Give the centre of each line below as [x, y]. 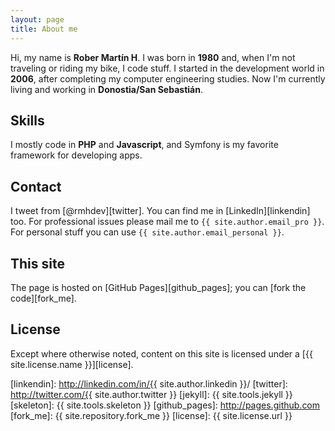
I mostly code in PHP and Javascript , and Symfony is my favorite [144, 145]
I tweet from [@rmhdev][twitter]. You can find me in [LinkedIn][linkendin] [160, 211]
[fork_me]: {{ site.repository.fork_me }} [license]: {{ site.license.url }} [151, 415]
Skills [27, 120]
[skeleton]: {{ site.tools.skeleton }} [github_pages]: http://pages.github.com [165, 405]
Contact [36, 186]
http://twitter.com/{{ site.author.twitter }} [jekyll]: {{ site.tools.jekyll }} [151, 394]
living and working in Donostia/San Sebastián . [106, 89]
